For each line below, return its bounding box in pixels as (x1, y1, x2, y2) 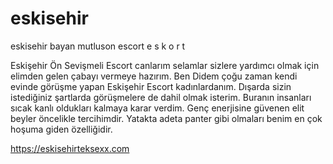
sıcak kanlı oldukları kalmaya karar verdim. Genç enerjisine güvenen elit (10, 102, 305, 114)
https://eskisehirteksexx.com (10, 142, 130, 154)
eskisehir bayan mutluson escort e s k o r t (10, 40, 186, 52)
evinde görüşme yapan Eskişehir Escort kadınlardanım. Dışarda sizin (10, 80, 292, 92)
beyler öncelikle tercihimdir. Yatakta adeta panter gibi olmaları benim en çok (10, 112, 323, 124)
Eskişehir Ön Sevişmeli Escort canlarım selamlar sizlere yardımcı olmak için (10, 59, 320, 71)
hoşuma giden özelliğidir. (10, 123, 113, 135)
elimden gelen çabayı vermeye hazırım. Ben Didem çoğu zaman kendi (10, 70, 298, 82)
